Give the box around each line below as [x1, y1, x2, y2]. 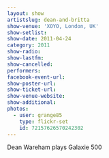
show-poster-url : [7, 80, 57, 87]
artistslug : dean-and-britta [7, 16, 90, 23]
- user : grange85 [13, 111, 63, 118]
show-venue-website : [7, 93, 66, 100]
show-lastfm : [7, 55, 44, 62]
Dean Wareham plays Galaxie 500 [7, 143, 102, 151]
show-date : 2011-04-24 [7, 36, 72, 42]
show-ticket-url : [7, 86, 57, 93]
